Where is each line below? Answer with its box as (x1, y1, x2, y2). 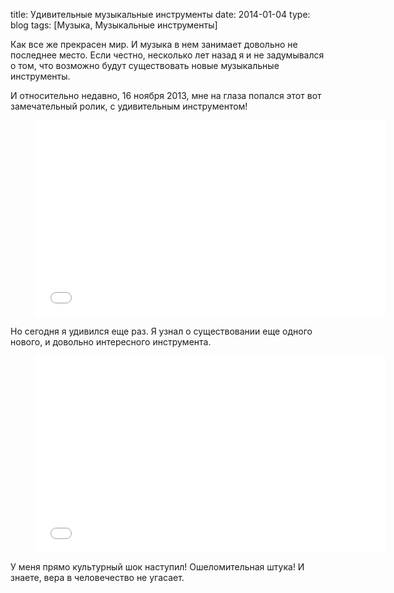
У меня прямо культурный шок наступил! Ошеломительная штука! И (10, 561, 305, 573)
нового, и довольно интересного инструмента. (10, 336, 212, 348)
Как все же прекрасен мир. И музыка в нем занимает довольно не (10, 39, 298, 50)
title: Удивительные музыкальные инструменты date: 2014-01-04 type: (10, 9, 311, 20)
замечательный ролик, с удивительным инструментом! (10, 100, 248, 112)
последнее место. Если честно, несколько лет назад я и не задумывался (10, 49, 325, 61)
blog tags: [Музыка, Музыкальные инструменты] (10, 19, 218, 31)
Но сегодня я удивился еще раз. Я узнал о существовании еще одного (10, 325, 313, 337)
